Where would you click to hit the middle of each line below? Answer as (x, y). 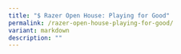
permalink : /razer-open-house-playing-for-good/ (91, 23)
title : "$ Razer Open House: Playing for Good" (89, 15)
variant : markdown (39, 30)
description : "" (35, 38)
